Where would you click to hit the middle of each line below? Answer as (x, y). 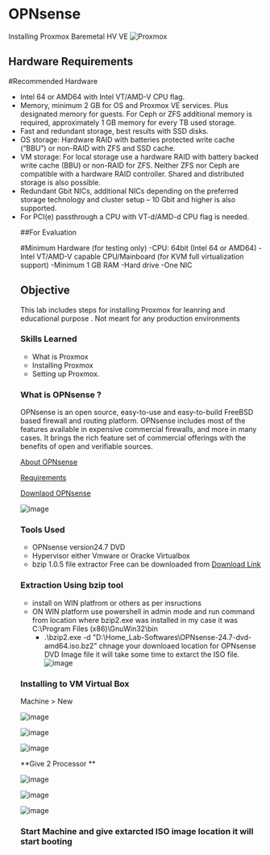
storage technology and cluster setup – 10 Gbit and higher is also (128, 199)
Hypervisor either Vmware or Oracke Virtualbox (111, 556)
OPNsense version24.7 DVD (79, 547)
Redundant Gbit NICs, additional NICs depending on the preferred (129, 191)
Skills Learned (49, 339)
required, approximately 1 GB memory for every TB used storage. (128, 122)
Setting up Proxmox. (66, 374)
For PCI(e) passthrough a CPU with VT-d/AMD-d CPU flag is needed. (135, 216)
